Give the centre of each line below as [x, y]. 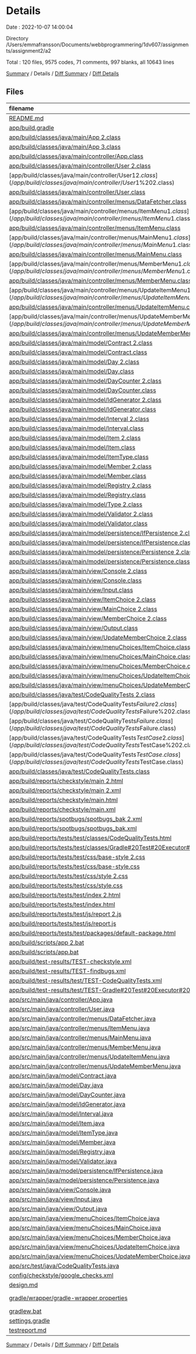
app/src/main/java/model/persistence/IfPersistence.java [86, 1170]
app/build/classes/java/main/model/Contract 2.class [81, 342]
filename [22, 108]
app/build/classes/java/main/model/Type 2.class [76, 504]
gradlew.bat [25, 1311]
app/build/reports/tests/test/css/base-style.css [74, 866]
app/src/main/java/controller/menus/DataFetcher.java [83, 1018]
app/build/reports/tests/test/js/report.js [63, 923]
